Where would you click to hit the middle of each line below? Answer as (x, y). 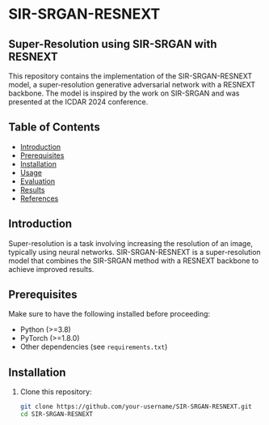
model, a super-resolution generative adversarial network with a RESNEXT (132, 85)
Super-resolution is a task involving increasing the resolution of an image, (130, 243)
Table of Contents (55, 127)
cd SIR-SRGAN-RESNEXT (56, 414)
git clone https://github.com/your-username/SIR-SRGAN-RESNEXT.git (136, 407)
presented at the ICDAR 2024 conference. (78, 102)
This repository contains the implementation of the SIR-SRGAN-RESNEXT (130, 76)
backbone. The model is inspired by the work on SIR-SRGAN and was (124, 93)
